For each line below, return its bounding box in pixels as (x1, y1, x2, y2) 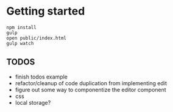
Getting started (6, 4, 85, 18)
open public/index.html (6, 35, 67, 41)
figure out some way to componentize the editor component (15, 86, 166, 93)
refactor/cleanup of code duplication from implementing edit (15, 79, 168, 86)
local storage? (15, 99, 51, 106)
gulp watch (6, 40, 34, 46)
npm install (6, 24, 37, 30)
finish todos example (15, 73, 68, 80)
